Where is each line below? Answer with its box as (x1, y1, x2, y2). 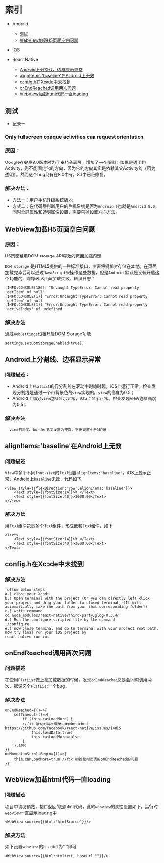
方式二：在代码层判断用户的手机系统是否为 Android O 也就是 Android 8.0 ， (12, 203, 159, 209)
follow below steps (5, 587, 45, 592)
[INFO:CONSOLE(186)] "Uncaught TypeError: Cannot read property (5, 285, 139, 290)
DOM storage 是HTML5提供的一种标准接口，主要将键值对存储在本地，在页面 (5, 263, 157, 269)
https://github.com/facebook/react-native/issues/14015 (5, 725, 121, 731)
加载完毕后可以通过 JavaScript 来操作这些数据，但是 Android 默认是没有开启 (5, 269, 155, 275)
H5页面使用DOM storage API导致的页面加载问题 (5, 253, 102, 258)
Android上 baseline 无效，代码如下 (13, 476, 82, 482)
